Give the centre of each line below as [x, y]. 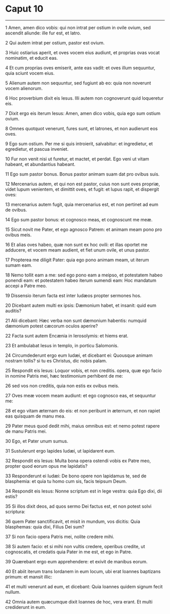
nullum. [13, 592]
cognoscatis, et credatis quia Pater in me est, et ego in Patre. [69, 552]
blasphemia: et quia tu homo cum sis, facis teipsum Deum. [66, 481]
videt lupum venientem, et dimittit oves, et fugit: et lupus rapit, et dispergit [82, 189]
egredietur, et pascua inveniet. [37, 149]
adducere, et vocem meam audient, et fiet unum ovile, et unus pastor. [78, 250]
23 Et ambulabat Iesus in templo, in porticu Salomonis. [62, 345]
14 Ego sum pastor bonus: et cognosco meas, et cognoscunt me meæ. [79, 219]
